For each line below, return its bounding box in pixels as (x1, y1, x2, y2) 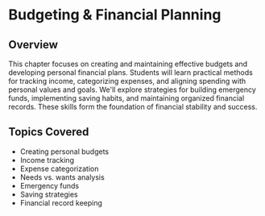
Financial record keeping (19, 197, 103, 207)
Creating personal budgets (19, 147, 110, 156)
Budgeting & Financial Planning (8, 6, 222, 24)
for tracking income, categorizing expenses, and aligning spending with (8, 77, 246, 85)
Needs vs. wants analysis (19, 172, 105, 182)
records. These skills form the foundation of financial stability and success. (8, 102, 258, 111)
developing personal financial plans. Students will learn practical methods (8, 68, 254, 77)
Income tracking (19, 155, 75, 164)
